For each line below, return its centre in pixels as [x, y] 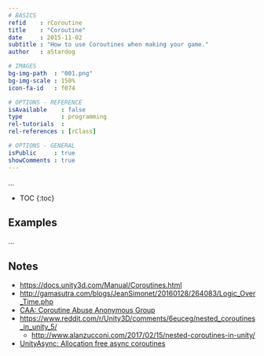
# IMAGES [22, 66]
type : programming [58, 117]
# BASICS [22, 15]
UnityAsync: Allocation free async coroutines [92, 343]
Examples [33, 222]
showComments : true [42, 160]
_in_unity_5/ [38, 327]
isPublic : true [42, 153]
